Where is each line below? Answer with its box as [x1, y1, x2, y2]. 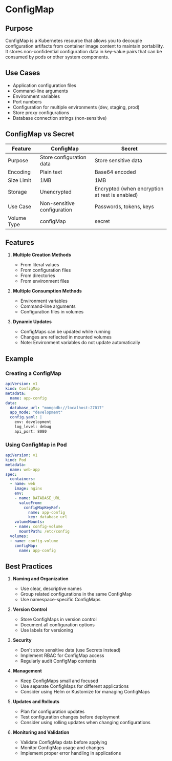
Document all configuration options [20, 622, 95, 628]
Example [5, 354, 34, 363]
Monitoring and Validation [12, 729, 70, 735]
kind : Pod [5, 457, 27, 462]
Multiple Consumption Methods [12, 288, 82, 294]
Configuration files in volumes [20, 309, 84, 315]
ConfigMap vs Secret [5, 130, 75, 139]
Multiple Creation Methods [12, 252, 72, 258]
